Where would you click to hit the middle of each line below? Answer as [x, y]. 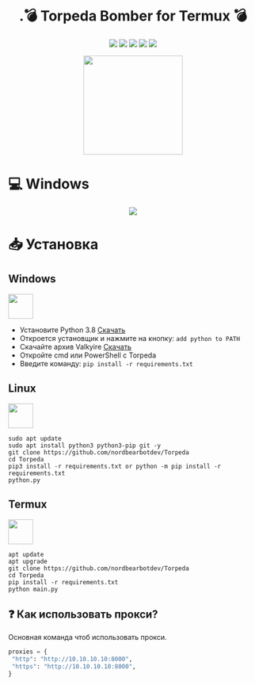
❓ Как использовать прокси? [83, 614]
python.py [25, 480]
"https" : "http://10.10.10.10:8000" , [74, 667]
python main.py [33, 589]
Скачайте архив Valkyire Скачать [76, 346]
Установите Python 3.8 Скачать [72, 330]
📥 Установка [53, 245]
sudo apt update [35, 438]
